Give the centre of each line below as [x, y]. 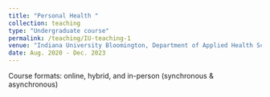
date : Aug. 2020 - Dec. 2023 [57, 53]
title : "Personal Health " [53, 16]
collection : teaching [45, 23]
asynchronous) [33, 84]
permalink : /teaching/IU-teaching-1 [70, 38]
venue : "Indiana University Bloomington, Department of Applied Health [131, 46]
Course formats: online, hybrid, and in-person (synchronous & [111, 76]
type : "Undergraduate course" [59, 30]
